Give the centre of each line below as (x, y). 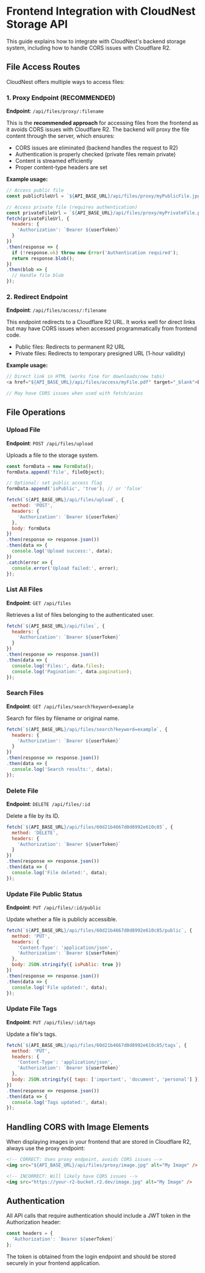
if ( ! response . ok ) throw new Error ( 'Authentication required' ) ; (95, 252)
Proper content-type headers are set (61, 167)
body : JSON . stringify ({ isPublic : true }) (67, 965)
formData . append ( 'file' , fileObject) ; (56, 472)
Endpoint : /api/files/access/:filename (56, 310)
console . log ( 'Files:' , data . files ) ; (58, 666)
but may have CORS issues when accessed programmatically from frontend (102, 328)
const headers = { (30, 1233)
